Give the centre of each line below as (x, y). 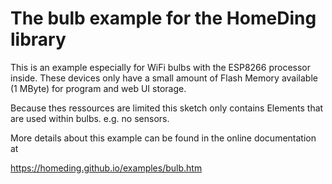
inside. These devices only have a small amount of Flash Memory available (164, 78)
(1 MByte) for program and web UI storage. (98, 88)
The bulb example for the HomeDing (163, 18)
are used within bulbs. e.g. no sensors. (90, 118)
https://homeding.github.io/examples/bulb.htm (106, 168)
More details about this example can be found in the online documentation (163, 138)
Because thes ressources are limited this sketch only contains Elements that (167, 108)
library (38, 39)
